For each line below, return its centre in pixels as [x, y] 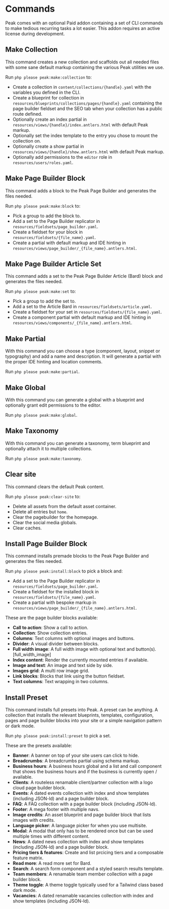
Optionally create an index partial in [50, 119]
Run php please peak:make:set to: [41, 291]
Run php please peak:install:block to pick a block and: [64, 571]
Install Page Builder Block [46, 544]
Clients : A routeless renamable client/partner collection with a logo [83, 783]
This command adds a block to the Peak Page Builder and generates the [81, 190]
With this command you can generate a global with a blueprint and [75, 400]
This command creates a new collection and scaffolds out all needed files [82, 62]
